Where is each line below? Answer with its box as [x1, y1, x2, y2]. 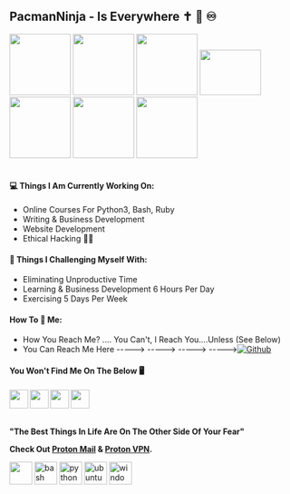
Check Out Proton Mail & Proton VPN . [9, 443, 152, 454]
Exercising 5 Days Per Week [22, 293, 129, 304]
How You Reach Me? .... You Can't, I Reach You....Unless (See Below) [22, 334, 281, 345]
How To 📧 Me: [9, 314, 63, 325]
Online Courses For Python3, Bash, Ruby [22, 204, 175, 215]
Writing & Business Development [22, 214, 145, 225]
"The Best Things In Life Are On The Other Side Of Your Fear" [9, 426, 245, 437]
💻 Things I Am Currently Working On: [9, 181, 155, 192]
